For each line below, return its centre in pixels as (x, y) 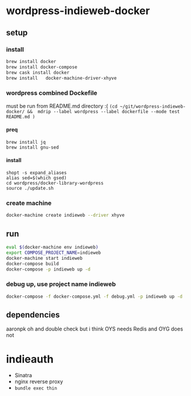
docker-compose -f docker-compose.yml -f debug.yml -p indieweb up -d (94, 296)
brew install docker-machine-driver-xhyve (61, 78)
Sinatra (23, 375)
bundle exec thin (36, 388)
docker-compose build (33, 263)
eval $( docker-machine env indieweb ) (52, 247)
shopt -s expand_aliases (36, 173)
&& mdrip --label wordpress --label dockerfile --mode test (104, 111)
